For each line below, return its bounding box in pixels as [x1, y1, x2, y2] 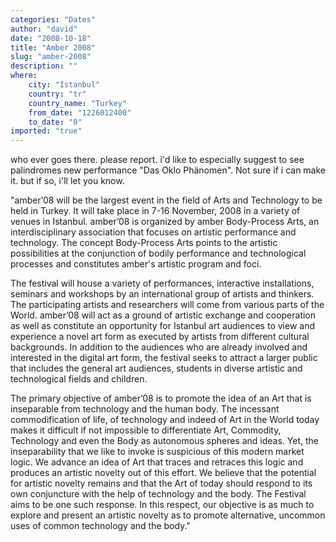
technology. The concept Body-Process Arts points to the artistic [10, 237, 278, 249]
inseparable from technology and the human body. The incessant [10, 403, 280, 415]
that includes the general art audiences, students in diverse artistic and [10, 362, 303, 375]
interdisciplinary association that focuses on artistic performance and [10, 226, 297, 238]
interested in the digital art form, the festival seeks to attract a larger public [10, 352, 318, 364]
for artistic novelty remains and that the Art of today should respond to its [10, 477, 313, 490]
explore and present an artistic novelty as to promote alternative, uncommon [10, 509, 326, 521]
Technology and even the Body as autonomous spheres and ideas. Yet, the [10, 435, 319, 447]
